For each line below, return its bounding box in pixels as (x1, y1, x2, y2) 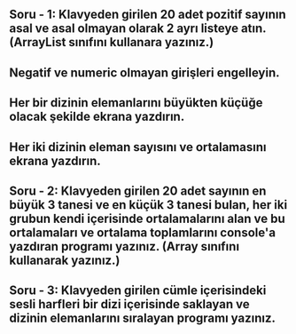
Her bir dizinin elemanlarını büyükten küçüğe (9, 95, 263, 110)
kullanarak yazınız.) (9, 252, 121, 267)
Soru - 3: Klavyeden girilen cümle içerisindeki (9, 283, 267, 298)
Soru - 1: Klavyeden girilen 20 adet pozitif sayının (9, 7, 286, 22)
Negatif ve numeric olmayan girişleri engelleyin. (9, 65, 280, 80)
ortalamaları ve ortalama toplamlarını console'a (9, 225, 277, 240)
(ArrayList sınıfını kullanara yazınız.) (9, 35, 214, 50)
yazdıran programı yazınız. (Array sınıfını (9, 239, 240, 254)
